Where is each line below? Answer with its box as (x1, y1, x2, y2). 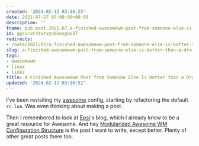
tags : (6, 53, 20, 59)
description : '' (6, 20, 46, 25)
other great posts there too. (6, 133, 73, 139)
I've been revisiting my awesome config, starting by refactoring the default (6, 96, 188, 103)
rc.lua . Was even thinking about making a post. (6, 103, 123, 109)
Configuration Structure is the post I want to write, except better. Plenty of (6, 126, 187, 134)
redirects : (6, 36, 33, 42)
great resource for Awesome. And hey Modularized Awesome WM (6, 121, 168, 127)
